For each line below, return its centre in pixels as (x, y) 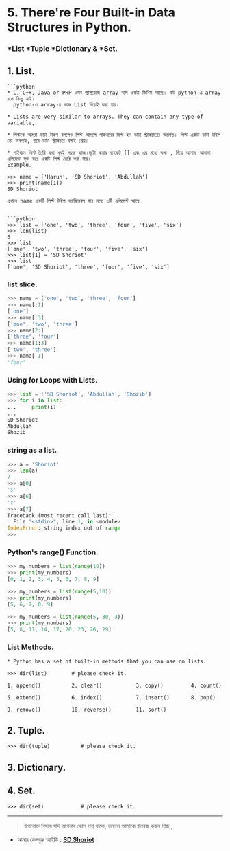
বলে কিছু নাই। (21, 99)
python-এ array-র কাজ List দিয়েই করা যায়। (66, 104)
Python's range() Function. (53, 552)
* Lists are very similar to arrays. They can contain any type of (105, 117)
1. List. (21, 71)
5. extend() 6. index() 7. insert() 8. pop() (111, 697)
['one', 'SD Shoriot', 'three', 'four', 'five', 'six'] (88, 267)
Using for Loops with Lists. (52, 380)
